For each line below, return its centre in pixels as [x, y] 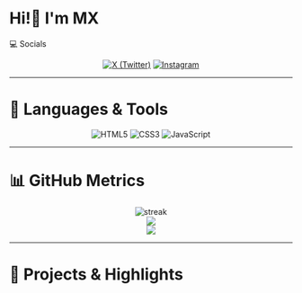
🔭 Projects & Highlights [97, 274]
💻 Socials [28, 43]
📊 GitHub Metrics [77, 181]
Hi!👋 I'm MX [54, 18]
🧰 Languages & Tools [89, 109]
